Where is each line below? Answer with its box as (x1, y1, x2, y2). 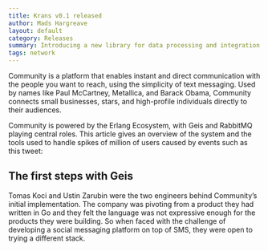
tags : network (8, 49, 56, 57)
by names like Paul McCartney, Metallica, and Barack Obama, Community (8, 88, 251, 97)
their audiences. (8, 105, 62, 115)
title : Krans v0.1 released (8, 11, 103, 20)
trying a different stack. (8, 233, 86, 243)
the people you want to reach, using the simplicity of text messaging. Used (8, 79, 256, 89)
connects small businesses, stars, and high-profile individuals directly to (8, 97, 247, 106)
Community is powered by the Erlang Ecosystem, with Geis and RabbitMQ (8, 121, 253, 130)
